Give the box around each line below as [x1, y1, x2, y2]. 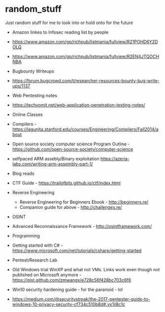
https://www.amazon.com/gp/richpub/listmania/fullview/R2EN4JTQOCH [12, 53, 159, 59]
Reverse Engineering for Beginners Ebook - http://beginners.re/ [19, 199, 149, 205]
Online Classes [12, 112, 43, 117]
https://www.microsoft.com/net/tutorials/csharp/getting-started [12, 247, 142, 254]
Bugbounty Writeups [12, 68, 54, 74]
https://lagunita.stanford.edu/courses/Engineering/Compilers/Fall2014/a [12, 126, 159, 132]
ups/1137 [12, 83, 31, 89]
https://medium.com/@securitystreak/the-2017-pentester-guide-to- [12, 296, 150, 302]
